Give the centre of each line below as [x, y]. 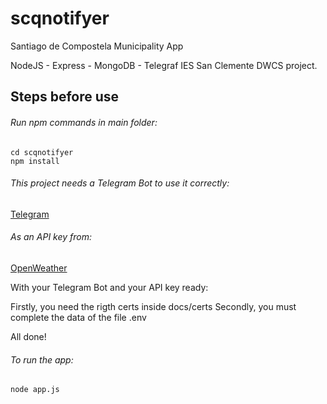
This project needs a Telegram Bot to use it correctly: [120, 183]
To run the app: [42, 359]
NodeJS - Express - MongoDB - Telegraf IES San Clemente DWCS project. [164, 65]
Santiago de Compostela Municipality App [97, 46]
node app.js [35, 390]
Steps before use [65, 97]
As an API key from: [51, 237]
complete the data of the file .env [78, 317]
